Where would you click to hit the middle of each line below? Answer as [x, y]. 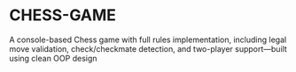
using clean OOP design [53, 58]
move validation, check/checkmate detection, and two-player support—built [148, 48]
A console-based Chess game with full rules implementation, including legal [148, 40]
